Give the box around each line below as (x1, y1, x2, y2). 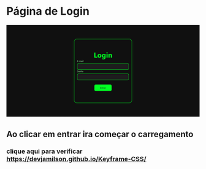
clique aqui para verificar (6, 147, 83, 156)
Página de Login (6, 4, 90, 18)
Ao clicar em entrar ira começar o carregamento (6, 129, 194, 139)
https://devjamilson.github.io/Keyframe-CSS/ (6, 155, 147, 163)
